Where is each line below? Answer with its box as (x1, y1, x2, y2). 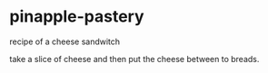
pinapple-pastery (9, 6, 144, 27)
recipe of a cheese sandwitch (9, 36, 121, 47)
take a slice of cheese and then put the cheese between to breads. (9, 53, 260, 64)
